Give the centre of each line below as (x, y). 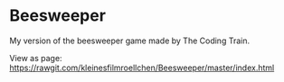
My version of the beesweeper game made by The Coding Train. (130, 41)
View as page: (36, 58)
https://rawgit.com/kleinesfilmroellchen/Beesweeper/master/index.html (142, 68)
